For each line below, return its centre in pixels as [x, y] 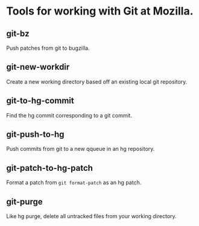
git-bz [18, 34]
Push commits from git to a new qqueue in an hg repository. [81, 149]
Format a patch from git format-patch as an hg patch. [74, 182]
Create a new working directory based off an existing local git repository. [97, 81]
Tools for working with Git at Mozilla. [100, 11]
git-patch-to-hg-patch [50, 168]
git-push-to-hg [35, 135]
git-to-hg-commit [40, 101]
